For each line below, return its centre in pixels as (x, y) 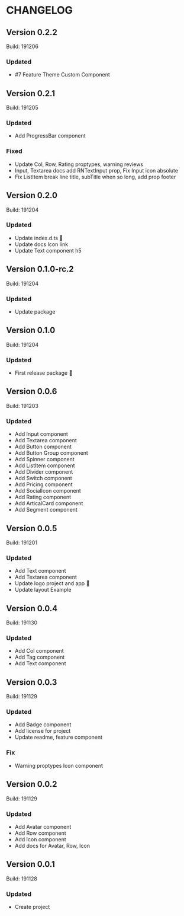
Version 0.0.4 (32, 608)
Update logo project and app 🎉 (52, 583)
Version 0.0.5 (32, 528)
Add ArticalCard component (49, 503)
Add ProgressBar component (50, 136)
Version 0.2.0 (32, 195)
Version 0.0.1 (30, 864)
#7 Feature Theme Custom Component (62, 75)
